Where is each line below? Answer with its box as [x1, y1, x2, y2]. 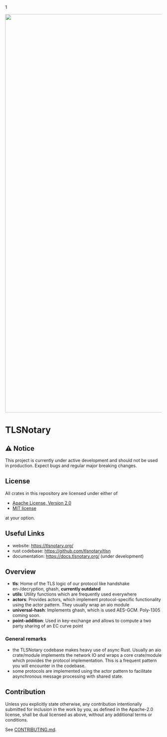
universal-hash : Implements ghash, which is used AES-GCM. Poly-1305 [12, 607, 161, 613]
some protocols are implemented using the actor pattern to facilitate [12, 668, 152, 674]
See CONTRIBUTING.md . [5, 727, 57, 733]
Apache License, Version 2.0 [12, 500, 72, 506]
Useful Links [5, 529, 45, 538]
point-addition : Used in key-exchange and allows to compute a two [12, 617, 152, 624]
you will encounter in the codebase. [12, 662, 86, 669]
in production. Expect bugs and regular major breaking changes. [5, 463, 137, 469]
